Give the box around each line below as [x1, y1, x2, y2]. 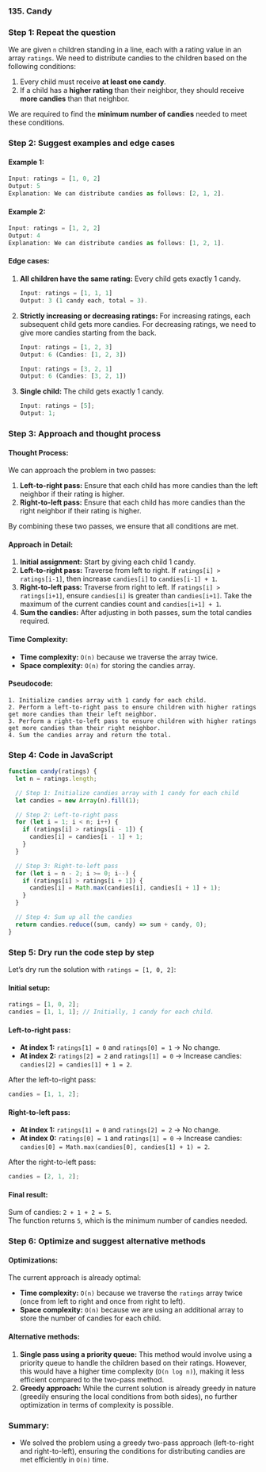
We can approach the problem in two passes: [8, 466, 157, 475]
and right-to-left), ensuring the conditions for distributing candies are [19, 1446, 245, 1455]
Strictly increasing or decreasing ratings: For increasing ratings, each [19, 311, 251, 321]
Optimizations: [8, 1255, 58, 1265]
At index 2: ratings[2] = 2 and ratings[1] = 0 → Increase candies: [19, 1051, 242, 1061]
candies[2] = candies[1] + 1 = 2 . [19, 1059, 132, 1069]
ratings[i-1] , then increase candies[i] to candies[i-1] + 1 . [19, 574, 218, 584]
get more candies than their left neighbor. [8, 710, 158, 718]
